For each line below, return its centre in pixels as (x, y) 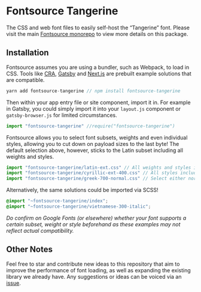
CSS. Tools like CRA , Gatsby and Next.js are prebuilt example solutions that (99, 74)
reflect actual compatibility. (40, 230)
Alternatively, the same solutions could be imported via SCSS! (82, 190)
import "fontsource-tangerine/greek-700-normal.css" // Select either (96, 179)
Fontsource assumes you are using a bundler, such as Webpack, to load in (98, 67)
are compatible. (25, 80)
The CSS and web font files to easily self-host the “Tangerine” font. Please (98, 28)
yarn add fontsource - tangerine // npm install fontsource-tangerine (93, 91)
